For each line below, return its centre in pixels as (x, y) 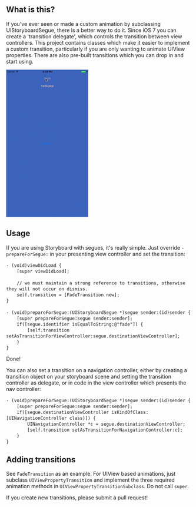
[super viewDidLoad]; (43, 271)
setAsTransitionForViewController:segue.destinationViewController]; (93, 336)
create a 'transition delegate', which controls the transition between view (94, 36)
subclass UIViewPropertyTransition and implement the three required (90, 480)
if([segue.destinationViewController (63, 412)
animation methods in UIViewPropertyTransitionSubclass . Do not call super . (98, 486)
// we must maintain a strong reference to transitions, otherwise (101, 283)
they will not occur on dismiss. (47, 289)
